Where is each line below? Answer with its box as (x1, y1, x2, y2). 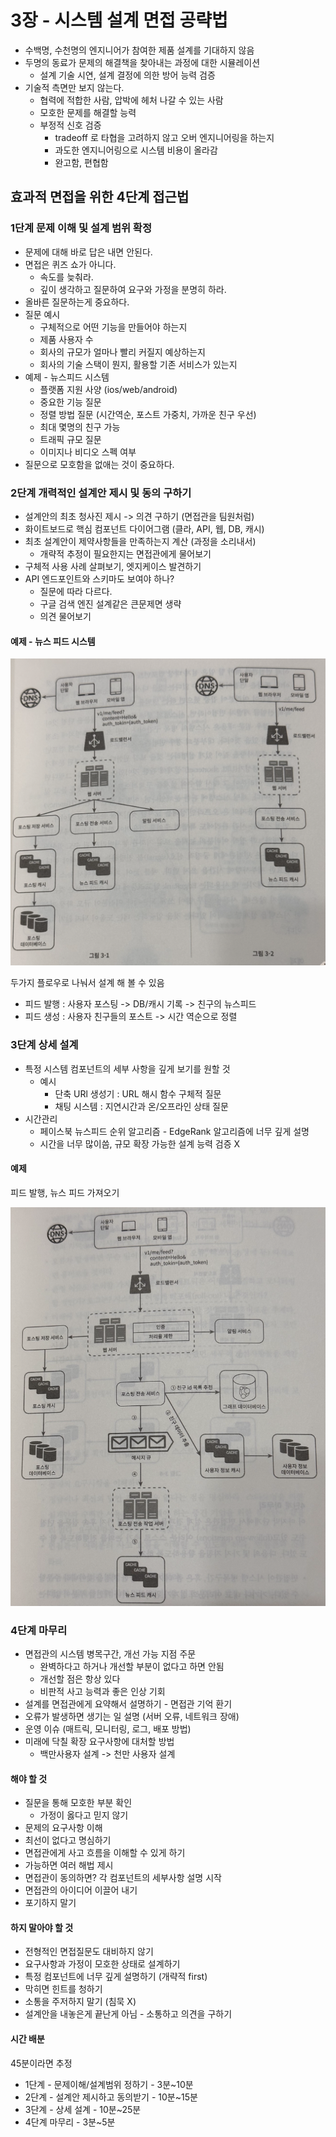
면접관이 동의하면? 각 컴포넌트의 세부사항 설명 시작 (24, 1872, 222, 1884)
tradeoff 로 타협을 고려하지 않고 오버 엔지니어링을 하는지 (54, 131, 275, 143)
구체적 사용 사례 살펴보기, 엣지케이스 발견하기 (24, 560, 202, 572)
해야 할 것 (10, 1772, 48, 1785)
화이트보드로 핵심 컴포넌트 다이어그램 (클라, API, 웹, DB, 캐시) (24, 522, 265, 535)
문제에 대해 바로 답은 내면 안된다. (24, 246, 153, 258)
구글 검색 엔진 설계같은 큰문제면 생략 (39, 597, 182, 610)
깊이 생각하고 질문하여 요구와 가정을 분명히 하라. (39, 283, 227, 295)
